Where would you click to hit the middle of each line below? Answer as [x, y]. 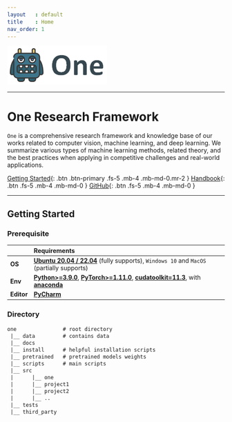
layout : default [35, 14]
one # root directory [60, 330]
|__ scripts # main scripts [58, 364]
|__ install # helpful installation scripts [83, 350]
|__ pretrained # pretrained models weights [78, 357]
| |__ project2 [40, 392]
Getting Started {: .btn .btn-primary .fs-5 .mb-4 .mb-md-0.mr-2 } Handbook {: [116, 179]
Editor [19, 294]
